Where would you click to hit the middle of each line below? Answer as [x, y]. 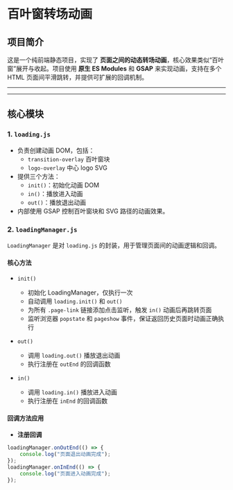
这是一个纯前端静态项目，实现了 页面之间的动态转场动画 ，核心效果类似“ [110, 60]
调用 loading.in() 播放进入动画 [72, 392]
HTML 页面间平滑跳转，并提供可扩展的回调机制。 [77, 77]
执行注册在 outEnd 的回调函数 [69, 364]
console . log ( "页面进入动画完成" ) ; [65, 473]
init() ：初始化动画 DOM [63, 185]
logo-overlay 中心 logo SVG [67, 168]
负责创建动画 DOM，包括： [56, 150]
